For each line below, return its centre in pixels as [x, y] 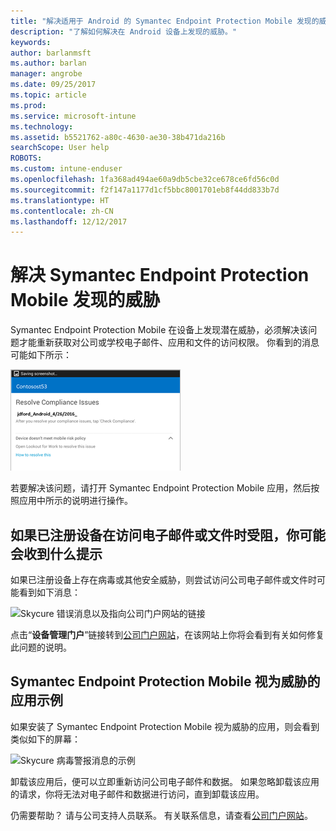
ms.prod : [28, 105]
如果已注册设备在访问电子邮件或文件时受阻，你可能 [168, 535]
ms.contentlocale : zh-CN [62, 211]
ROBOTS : [26, 158]
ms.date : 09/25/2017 [53, 85]
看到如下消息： [49, 592]
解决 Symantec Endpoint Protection [160, 275]
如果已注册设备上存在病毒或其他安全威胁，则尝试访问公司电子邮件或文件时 [163, 579]
